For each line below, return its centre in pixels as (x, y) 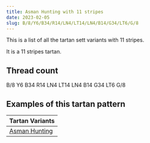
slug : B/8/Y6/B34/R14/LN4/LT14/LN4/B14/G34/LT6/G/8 (72, 23)
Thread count (32, 71)
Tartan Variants (32, 121)
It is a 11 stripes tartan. (34, 52)
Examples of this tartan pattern (66, 104)
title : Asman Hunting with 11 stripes (55, 12)
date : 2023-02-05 (28, 17)
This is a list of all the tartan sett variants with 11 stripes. (75, 40)
